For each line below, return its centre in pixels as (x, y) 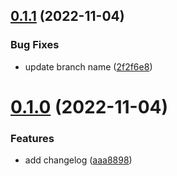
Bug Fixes (35, 45)
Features (32, 138)
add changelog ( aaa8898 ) (78, 160)
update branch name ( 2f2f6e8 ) (88, 66)
